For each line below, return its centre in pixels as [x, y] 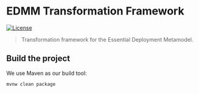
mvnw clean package [31, 84]
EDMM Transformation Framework [95, 11]
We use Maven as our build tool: [47, 73]
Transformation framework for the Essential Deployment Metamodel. [107, 39]
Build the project [38, 59]
